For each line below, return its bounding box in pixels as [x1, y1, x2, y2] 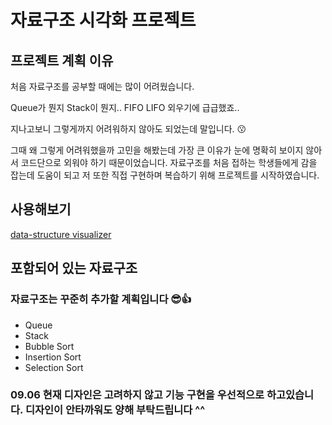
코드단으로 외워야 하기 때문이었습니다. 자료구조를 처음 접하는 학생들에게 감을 [20, 157, 318, 168]
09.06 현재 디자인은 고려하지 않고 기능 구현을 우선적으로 [10, 388, 265, 402]
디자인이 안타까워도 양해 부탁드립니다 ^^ [24, 403, 206, 417]
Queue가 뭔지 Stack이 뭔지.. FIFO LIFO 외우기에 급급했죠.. [10, 102, 240, 113]
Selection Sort [24, 361, 84, 373]
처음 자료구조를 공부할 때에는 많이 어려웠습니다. [10, 81, 195, 92]
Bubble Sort [24, 340, 75, 352]
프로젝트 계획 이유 [10, 52, 114, 69]
